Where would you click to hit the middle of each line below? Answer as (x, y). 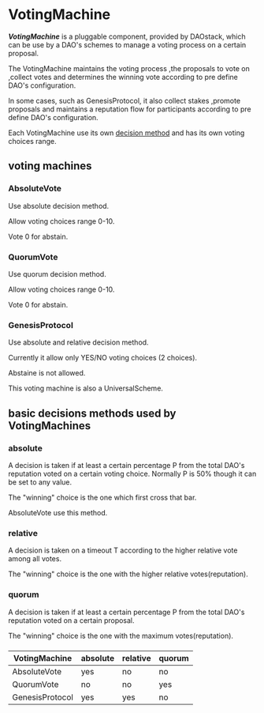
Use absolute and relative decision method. (78, 342)
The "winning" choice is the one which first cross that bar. (102, 497)
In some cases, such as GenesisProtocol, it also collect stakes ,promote (125, 100)
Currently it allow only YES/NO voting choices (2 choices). (103, 358)
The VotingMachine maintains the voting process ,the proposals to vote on (129, 68)
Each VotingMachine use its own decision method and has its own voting (126, 133)
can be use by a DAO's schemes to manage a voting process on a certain (127, 44)
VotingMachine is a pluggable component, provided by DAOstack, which (127, 36)
